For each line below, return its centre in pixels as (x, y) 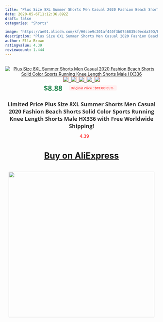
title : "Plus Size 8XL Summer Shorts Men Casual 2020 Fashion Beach (76, 9)
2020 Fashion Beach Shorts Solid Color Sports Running (81, 111)
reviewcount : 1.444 (25, 50)
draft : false (18, 18)
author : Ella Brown (25, 41)
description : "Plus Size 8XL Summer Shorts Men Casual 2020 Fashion (76, 36)
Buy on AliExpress (81, 156)
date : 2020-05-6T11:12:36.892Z (37, 14)
